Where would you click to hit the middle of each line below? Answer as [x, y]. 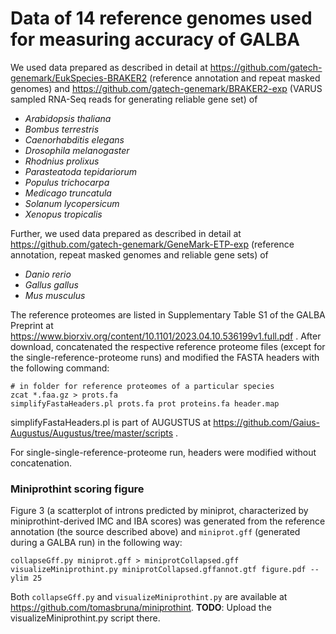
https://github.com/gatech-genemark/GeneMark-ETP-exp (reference [152, 244]
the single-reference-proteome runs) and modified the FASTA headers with [165, 357]
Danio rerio [48, 274]
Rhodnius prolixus [62, 161]
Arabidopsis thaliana [68, 118]
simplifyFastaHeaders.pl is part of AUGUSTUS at [111, 422]
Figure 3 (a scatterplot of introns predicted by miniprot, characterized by [159, 511]
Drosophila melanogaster [77, 150]
